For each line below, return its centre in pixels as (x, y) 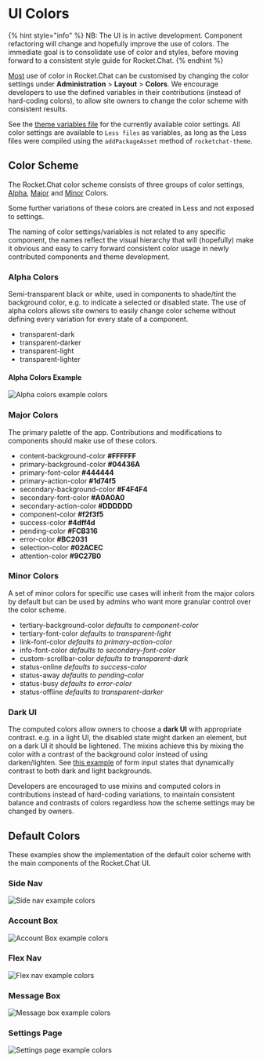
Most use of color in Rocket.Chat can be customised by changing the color (128, 75)
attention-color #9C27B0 (60, 556)
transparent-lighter (50, 359)
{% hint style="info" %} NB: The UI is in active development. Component (125, 35)
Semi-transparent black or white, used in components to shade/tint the (122, 294)
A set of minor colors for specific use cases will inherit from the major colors (131, 593)
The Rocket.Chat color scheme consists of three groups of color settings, (126, 184)
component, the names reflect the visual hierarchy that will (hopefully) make (131, 239)
